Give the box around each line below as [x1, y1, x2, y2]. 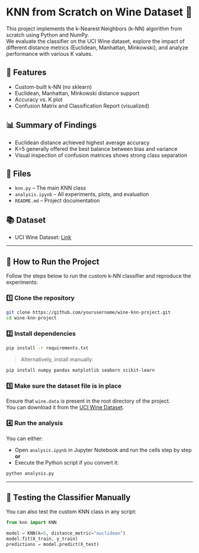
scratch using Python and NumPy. [6, 31, 89, 38]
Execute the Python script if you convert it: [14, 459, 120, 466]
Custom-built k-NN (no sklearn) [14, 83, 92, 90]
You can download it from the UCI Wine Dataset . [6, 404, 124, 411]
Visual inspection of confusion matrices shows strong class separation [14, 151, 188, 159]
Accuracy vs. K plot [14, 96, 63, 103]
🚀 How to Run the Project [6, 257, 99, 267]
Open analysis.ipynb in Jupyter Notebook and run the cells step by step [14, 446, 192, 453]
